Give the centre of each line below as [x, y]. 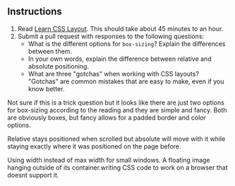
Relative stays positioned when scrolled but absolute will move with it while [116, 139]
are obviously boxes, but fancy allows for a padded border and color [107, 117]
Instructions [35, 12]
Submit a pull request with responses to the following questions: [111, 36]
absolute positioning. [59, 66]
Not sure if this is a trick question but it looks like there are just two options [116, 103]
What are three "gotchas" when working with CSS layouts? [114, 74]
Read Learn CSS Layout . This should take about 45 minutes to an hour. [120, 28]
